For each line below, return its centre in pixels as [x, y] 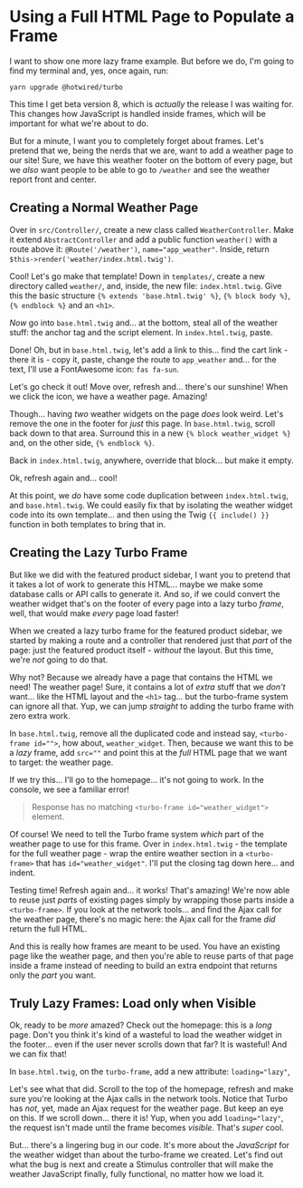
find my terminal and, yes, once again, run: [89, 71]
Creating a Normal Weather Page [104, 208]
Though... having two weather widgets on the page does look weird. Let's [147, 413]
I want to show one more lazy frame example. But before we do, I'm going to [151, 61]
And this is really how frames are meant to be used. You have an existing [145, 946]
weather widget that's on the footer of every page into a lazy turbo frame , [147, 604]
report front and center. [53, 179]
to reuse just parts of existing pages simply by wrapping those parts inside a [152, 900]
